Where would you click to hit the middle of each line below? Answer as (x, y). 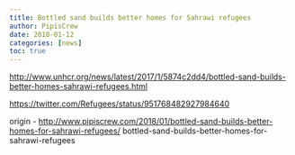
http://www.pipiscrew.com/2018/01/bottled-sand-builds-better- (156, 122)
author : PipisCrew (44, 26)
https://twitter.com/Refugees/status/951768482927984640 (120, 104)
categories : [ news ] (46, 43)
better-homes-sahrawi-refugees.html (79, 87)
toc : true (28, 51)
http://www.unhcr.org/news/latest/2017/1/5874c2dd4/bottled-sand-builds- (147, 77)
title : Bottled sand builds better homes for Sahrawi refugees (130, 18)
